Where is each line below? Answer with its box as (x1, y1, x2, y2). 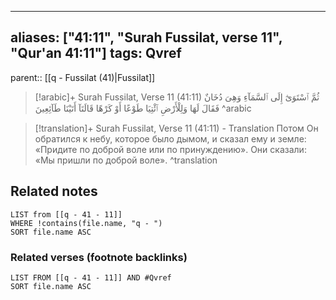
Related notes (10, 183, 98, 200)
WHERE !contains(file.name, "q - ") (10, 218, 163, 228)
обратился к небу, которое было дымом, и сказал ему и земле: (34, 132, 307, 145)
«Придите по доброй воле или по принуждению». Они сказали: (34, 143, 307, 155)
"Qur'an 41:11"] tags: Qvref (10, 45, 182, 62)
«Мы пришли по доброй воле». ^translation (34, 154, 218, 166)
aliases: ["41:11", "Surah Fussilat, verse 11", (10, 29, 283, 46)
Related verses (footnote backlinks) (10, 250, 188, 264)
